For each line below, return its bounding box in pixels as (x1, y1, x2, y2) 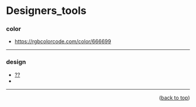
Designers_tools (6, 4, 86, 17)
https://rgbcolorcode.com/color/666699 (14, 38, 111, 45)
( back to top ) (159, 94, 190, 101)
